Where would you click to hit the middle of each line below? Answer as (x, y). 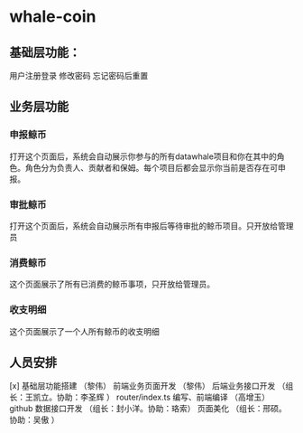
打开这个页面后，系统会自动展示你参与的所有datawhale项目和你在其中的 (143, 156)
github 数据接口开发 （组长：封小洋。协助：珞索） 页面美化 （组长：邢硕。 (148, 409)
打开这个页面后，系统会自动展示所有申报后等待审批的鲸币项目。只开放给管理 (151, 226)
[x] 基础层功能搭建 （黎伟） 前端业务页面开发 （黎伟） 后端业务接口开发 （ (147, 386)
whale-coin (53, 17)
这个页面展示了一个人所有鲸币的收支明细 (84, 331)
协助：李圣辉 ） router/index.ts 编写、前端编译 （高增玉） (163, 397)
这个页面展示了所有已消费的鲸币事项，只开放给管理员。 (112, 284)
